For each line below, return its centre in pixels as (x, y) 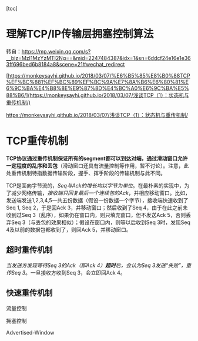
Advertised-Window (30, 332)
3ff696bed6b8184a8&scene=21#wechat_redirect (66, 64)
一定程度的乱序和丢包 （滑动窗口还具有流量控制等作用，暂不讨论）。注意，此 (98, 166)
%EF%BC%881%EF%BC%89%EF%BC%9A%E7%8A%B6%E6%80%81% (96, 82)
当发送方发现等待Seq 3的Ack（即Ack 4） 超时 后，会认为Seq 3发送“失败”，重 (99, 265)
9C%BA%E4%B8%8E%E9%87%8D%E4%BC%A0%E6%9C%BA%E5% (102, 88)
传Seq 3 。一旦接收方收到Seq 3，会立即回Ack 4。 (66, 272)
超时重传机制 (29, 250)
